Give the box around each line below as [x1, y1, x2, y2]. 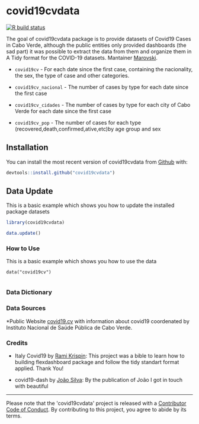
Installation [6, 142, 49, 152]
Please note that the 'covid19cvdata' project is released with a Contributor [6, 400, 187, 407]
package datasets [6, 208, 50, 215]
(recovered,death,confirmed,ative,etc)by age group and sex [14, 125, 161, 132]
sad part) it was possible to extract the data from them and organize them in [6, 47, 192, 55]
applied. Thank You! [14, 365, 64, 372]
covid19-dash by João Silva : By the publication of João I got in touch [14, 377, 183, 383]
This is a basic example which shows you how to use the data [6, 258, 157, 265]
